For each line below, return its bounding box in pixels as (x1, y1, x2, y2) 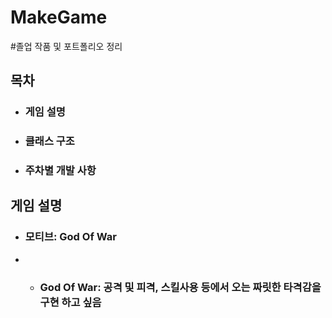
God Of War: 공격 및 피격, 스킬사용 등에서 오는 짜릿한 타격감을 (39, 280, 322, 294)
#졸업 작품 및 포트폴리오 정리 (10, 40, 123, 52)
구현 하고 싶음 (39, 295, 102, 309)
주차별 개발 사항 (24, 164, 97, 178)
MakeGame (10, 6, 108, 29)
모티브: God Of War (24, 230, 117, 244)
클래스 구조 (24, 134, 75, 148)
